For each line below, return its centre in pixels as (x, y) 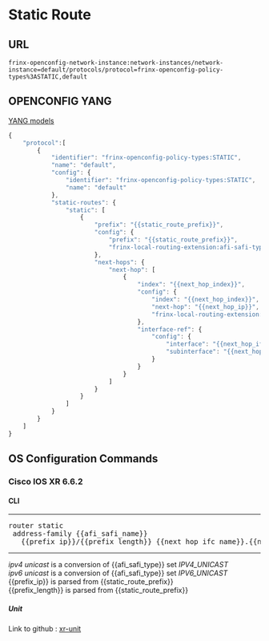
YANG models (31, 120)
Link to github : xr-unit (45, 629)
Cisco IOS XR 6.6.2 (46, 481)
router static (36, 526)
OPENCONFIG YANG (60, 101)
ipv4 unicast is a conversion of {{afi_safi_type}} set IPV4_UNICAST (118, 565)
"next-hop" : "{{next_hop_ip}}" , (206, 306)
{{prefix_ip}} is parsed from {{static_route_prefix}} (91, 582)
